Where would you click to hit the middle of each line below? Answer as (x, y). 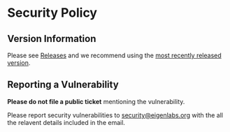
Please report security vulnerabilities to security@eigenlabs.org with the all (115, 115)
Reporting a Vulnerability (63, 85)
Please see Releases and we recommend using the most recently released (114, 55)
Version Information (52, 39)
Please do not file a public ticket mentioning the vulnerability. (96, 101)
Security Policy (52, 13)
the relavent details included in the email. (66, 122)
